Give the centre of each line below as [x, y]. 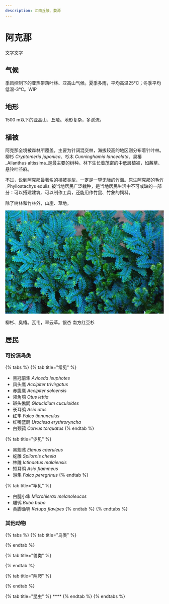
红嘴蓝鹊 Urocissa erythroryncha [47, 422]
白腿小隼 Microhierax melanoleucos [50, 496]
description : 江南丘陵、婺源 [33, 11]
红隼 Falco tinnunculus [36, 416]
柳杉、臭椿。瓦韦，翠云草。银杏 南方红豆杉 [50, 323]
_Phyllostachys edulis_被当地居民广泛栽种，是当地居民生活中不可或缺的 [79, 186]
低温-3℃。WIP [21, 89]
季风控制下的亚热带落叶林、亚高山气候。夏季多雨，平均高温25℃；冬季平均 [83, 83]
